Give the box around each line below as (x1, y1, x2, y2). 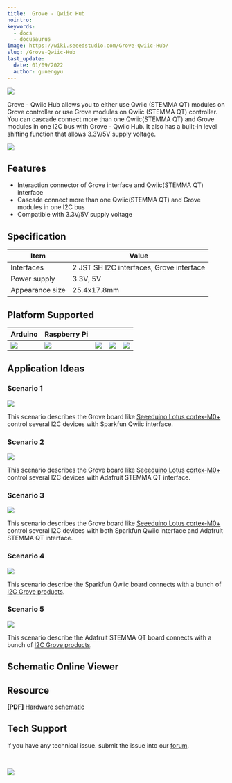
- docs (13, 29, 33, 37)
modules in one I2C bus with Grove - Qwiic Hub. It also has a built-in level (7, 122, 217, 130)
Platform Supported (7, 309, 95, 321)
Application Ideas (7, 363, 85, 375)
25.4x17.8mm (72, 285, 120, 295)
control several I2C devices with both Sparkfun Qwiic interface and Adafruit (7, 527, 223, 535)
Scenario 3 (7, 490, 45, 500)
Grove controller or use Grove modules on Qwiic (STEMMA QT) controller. (7, 107, 218, 116)
